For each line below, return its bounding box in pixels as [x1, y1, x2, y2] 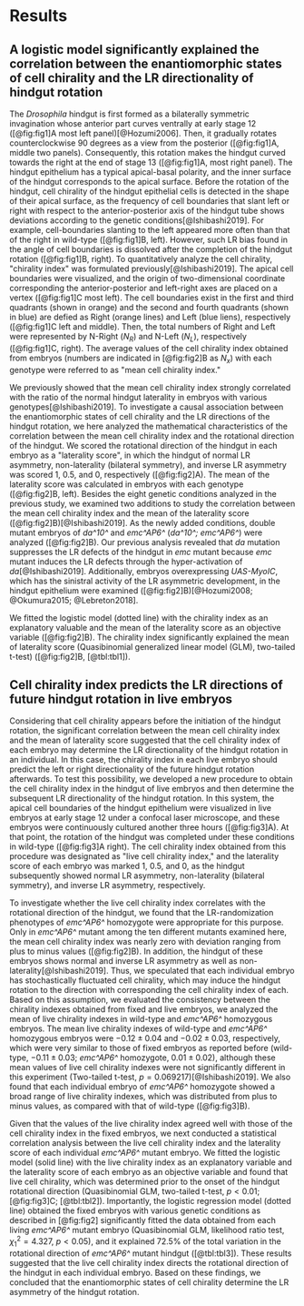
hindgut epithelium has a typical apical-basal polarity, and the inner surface [9, 167, 292, 177]
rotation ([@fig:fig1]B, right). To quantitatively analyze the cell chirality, [9, 254, 273, 264]
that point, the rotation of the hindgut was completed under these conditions [9, 832, 295, 843]
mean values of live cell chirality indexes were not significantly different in [9, 1062, 286, 1073]
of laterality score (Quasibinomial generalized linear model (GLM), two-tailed [9, 641, 296, 652]
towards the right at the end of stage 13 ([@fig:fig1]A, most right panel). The [9, 157, 293, 167]
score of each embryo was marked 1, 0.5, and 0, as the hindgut [9, 861, 245, 872]
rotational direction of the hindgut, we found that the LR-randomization [9, 907, 274, 918]
